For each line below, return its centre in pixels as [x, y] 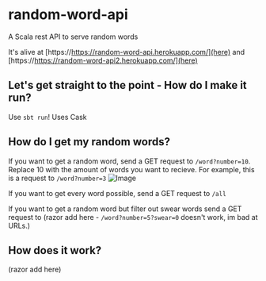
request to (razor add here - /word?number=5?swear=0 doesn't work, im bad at [133, 217]
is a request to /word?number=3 [57, 178]
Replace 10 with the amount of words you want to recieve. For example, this [131, 169]
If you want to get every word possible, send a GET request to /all [118, 193]
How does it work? [55, 250]
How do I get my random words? [89, 142]
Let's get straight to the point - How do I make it [127, 85]
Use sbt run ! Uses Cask [47, 117]
